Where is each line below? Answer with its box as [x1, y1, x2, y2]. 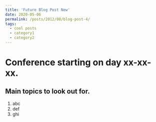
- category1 [9, 30, 35, 35]
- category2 [9, 35, 35, 40]
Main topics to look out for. [5, 87, 90, 95]
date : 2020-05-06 [5, 12, 41, 17]
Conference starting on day [5, 57, 122, 68]
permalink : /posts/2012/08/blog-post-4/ [5, 16, 91, 21]
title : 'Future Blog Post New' [5, 7, 70, 12]
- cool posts [9, 26, 37, 31]
